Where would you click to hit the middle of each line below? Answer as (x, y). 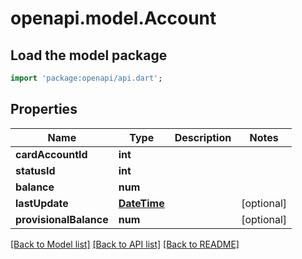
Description (203, 137)
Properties (44, 109)
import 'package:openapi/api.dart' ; (86, 78)
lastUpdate (42, 203)
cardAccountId (51, 154)
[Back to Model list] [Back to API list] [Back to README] (125, 244)
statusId (35, 170)
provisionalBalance (62, 219)
